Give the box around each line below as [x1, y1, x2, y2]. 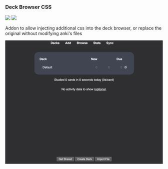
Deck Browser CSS [5, 3, 52, 10]
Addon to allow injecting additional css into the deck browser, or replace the [5, 25, 161, 31]
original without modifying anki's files [5, 30, 82, 36]
